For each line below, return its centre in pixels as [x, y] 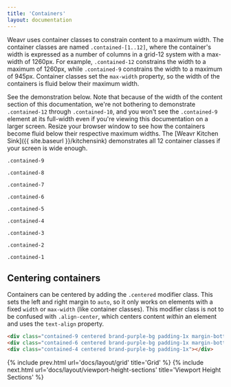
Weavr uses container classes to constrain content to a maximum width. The [115, 39]
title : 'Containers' [37, 13]
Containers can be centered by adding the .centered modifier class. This [110, 295]
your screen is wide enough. [47, 148]
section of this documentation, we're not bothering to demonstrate [101, 104]
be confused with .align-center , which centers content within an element [112, 317]
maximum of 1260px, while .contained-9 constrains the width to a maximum [115, 69]
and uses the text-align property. [56, 324]
